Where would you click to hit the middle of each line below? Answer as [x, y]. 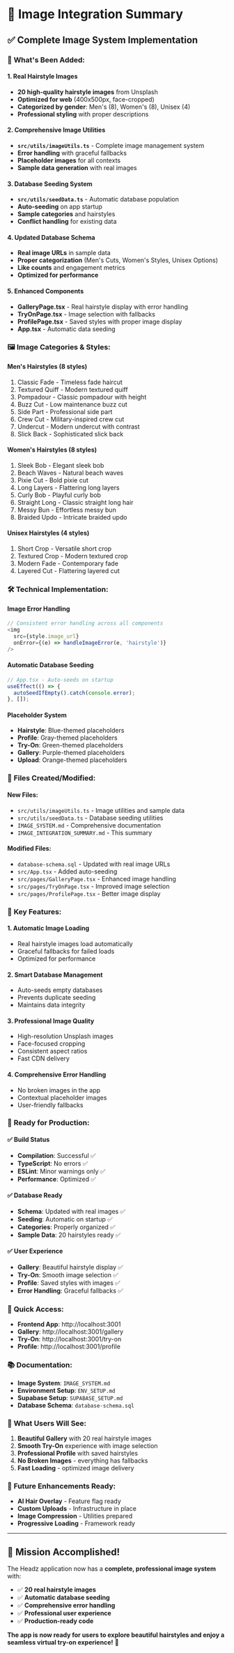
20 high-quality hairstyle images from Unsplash [88, 92]
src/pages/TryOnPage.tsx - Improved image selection [93, 886]
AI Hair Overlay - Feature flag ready [69, 1501]
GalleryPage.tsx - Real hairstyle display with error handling [103, 307]
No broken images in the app [59, 1090]
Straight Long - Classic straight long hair [75, 502]
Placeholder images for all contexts [69, 160]
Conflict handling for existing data [67, 222]
